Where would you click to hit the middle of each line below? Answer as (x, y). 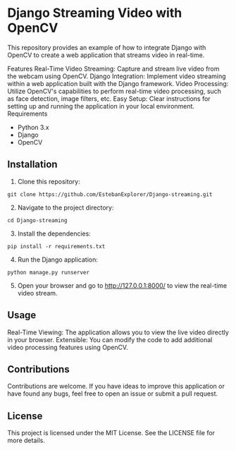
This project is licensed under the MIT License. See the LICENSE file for (111, 433)
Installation (32, 165)
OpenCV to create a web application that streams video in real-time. (106, 55)
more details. (26, 440)
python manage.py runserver (49, 272)
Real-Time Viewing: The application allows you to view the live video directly (118, 332)
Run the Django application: (58, 260)
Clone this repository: (49, 181)
